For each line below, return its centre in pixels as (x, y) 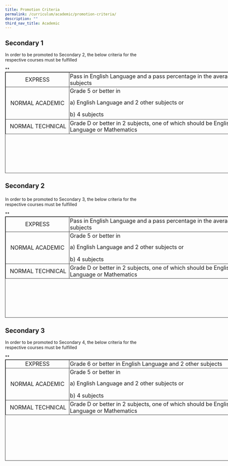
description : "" (21, 19)
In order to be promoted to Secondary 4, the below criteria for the (71, 343)
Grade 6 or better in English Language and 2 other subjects (146, 364)
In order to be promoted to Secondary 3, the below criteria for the (71, 199)
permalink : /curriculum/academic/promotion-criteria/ (61, 14)
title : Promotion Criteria (32, 10)
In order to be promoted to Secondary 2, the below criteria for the (71, 55)
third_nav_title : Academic (32, 23)
